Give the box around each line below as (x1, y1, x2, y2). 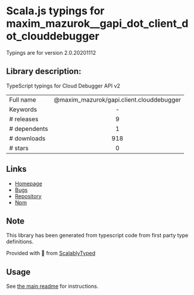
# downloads (9, 134, 46, 142)
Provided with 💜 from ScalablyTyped (6, 250, 96, 257)
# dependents (9, 124, 49, 133)
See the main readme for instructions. (6, 283, 99, 290)
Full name (9, 95, 37, 103)
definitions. (6, 238, 34, 245)
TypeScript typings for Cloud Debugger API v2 (6, 82, 121, 89)
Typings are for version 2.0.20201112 (6, 49, 96, 56)
